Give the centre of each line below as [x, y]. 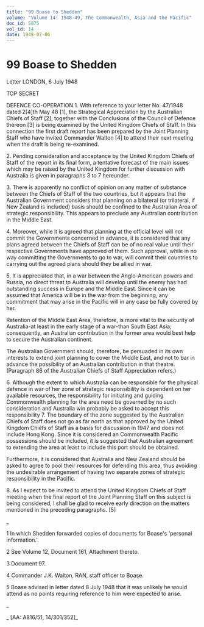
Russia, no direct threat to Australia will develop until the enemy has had [97, 282]
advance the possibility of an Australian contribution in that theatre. [91, 364]
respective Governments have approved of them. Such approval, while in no [101, 251]
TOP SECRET [23, 94]
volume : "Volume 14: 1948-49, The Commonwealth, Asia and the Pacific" [99, 18]
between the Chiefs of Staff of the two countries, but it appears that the [96, 194]
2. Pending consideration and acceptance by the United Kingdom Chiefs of [100, 156]
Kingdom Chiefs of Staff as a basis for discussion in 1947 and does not [95, 428]
